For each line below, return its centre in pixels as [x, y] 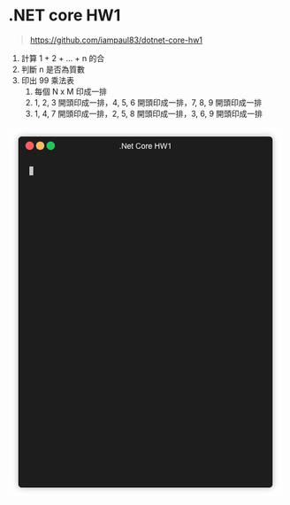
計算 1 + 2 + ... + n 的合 [63, 58]
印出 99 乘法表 [48, 80]
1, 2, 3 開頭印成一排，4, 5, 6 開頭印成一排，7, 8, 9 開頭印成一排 [148, 102]
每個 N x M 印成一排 [71, 91]
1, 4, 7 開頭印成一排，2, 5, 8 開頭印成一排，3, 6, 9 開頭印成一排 [148, 113]
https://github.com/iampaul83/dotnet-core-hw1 [116, 40]
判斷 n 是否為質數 [53, 69]
